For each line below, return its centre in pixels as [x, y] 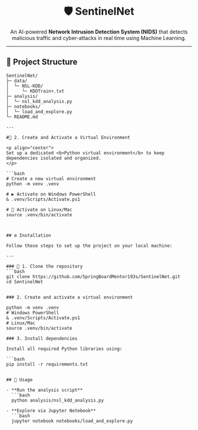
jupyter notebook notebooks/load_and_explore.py [72, 421]
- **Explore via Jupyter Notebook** [51, 411]
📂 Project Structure [42, 62]
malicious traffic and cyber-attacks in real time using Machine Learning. [99, 38]
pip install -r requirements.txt [47, 364]
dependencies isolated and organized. [54, 158]
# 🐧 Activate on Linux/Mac [39, 210]
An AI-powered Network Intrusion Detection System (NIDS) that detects [99, 32]
